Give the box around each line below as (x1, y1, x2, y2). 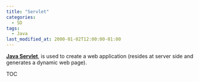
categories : (6, 14, 36, 20)
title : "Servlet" (6, 8, 49, 15)
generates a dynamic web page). (6, 59, 88, 66)
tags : (6, 25, 20, 31)
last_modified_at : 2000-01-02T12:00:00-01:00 (6, 36, 121, 42)
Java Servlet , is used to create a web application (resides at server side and (6, 53, 194, 59)
